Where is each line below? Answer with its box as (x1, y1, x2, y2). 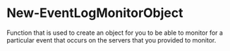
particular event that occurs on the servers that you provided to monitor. (6, 35, 217, 44)
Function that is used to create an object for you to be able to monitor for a (6, 28, 224, 37)
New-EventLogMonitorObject (6, 5, 184, 21)
